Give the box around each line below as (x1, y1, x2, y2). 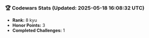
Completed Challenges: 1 (12, 27, 65, 33)
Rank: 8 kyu (12, 17, 37, 23)
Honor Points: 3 (12, 23, 45, 28)
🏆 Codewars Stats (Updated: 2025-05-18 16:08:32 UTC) (5, 4, 145, 11)
